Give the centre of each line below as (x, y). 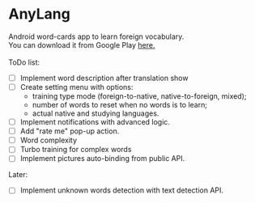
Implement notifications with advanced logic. (95, 122)
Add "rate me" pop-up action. (70, 131)
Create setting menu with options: (76, 87)
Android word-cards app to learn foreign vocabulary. (96, 36)
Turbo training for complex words (76, 150)
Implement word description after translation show (104, 78)
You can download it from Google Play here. (82, 44)
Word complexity (49, 140)
